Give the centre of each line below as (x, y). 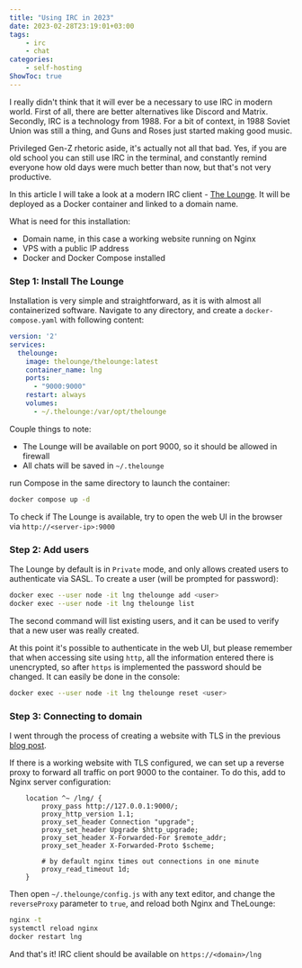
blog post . (28, 745)
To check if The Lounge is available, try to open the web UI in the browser (146, 516)
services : (28, 344)
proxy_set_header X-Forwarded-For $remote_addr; (134, 837)
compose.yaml (34, 321)
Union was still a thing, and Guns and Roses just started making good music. (151, 131)
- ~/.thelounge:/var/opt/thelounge (100, 412)
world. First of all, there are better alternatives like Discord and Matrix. (139, 111)
